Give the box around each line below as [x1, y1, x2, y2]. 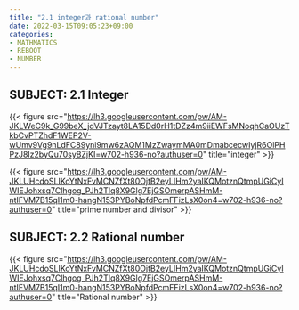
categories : [9, 29, 53, 38]
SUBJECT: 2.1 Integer [9, 87, 129, 102]
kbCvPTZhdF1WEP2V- [9, 130, 92, 141]
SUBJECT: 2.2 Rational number [9, 230, 185, 245]
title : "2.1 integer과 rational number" [9, 12, 159, 22]
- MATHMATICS [9, 37, 58, 47]
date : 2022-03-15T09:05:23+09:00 [9, 21, 133, 30]
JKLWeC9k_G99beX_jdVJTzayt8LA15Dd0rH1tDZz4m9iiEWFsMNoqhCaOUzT [9, 120, 290, 131]
